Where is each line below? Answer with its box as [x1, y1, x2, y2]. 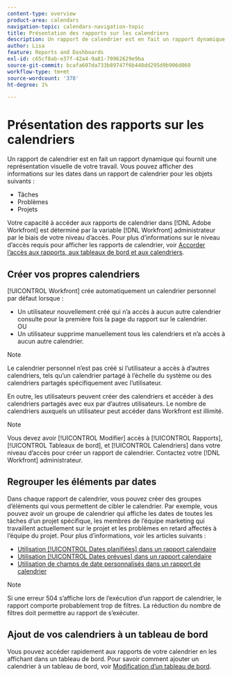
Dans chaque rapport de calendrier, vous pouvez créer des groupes [7, 494, 201, 503]
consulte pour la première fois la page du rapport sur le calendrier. [17, 315, 208, 323]
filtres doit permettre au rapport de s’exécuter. [7, 608, 140, 617]
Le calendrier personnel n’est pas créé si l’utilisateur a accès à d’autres [7, 364, 210, 372]
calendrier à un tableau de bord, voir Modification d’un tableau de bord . [7, 662, 212, 670]
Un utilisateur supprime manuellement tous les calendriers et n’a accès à [17, 330, 226, 337]
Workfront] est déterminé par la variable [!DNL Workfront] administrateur [7, 226, 216, 235]
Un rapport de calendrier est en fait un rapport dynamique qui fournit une [7, 155, 217, 163]
